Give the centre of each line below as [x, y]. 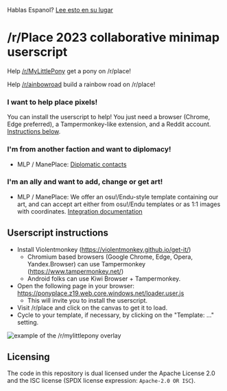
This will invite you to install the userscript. [87, 300]
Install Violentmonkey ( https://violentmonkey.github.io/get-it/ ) [104, 249]
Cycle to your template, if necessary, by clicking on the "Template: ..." [116, 315]
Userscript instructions [58, 233]
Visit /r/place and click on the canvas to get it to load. [92, 307]
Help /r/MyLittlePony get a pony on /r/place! [69, 71]
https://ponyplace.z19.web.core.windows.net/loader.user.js [100, 293]
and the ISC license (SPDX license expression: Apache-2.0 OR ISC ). [101, 381]
